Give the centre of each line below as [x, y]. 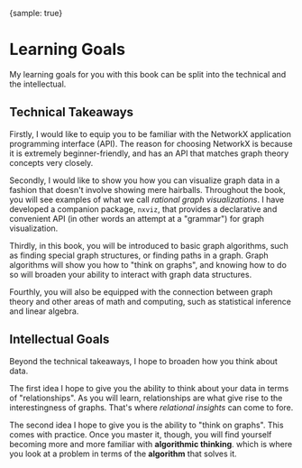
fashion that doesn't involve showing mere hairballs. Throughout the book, [147, 189]
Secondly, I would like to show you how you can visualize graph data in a [145, 180]
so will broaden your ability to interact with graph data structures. [131, 274]
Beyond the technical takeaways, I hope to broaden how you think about [143, 361]
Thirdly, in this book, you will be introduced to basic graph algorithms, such [149, 245]
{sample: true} [36, 13]
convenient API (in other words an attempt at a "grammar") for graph [137, 218]
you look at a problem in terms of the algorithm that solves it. [123, 454]
